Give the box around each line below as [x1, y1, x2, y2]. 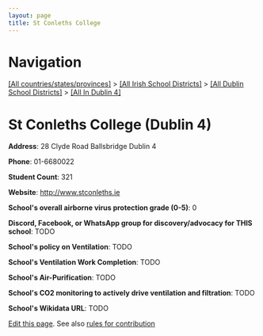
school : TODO [8, 227, 55, 236]
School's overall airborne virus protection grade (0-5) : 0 [8, 203, 197, 212]
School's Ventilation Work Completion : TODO [8, 258, 161, 267]
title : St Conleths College [8, 19, 101, 27]
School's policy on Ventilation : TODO [8, 242, 133, 252]
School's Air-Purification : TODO [8, 273, 116, 282]
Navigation [8, 53, 82, 71]
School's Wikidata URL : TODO [8, 304, 109, 313]
